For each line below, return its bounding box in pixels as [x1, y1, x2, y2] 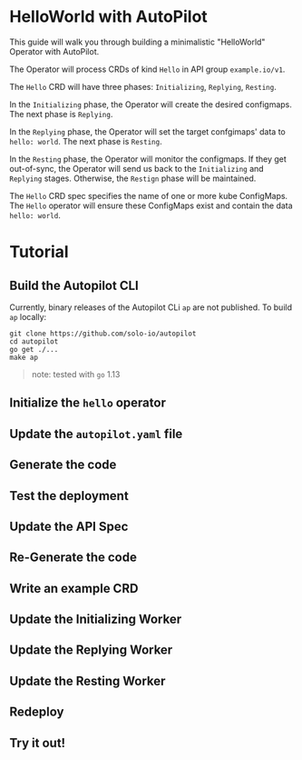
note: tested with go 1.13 [31, 368, 121, 379]
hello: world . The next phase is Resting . [9, 135, 162, 146]
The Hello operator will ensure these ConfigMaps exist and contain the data [9, 200, 293, 211]
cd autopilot [9, 336, 59, 346]
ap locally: [9, 311, 47, 322]
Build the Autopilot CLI [9, 277, 139, 293]
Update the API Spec [9, 518, 129, 534]
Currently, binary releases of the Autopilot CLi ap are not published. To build [9, 302, 293, 313]
